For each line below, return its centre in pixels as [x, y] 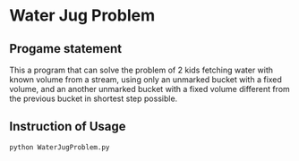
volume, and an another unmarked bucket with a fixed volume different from [150, 89]
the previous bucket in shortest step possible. [94, 98]
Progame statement [66, 49]
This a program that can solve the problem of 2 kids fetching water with [141, 70]
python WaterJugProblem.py [60, 147]
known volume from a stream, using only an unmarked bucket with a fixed [145, 80]
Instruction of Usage [68, 127]
